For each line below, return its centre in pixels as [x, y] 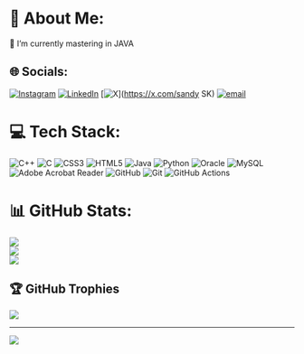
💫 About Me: [57, 19]
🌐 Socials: [39, 72]
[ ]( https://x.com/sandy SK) [158, 93]
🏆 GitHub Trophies [65, 289]
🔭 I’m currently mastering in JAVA [71, 43]
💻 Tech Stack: [65, 131]
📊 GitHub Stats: [71, 210]
